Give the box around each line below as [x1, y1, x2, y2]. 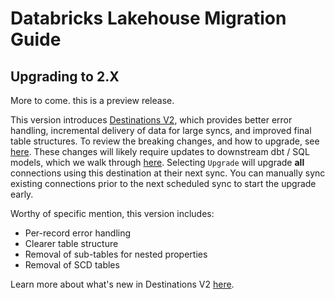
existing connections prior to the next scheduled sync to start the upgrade [10, 178, 317, 189]
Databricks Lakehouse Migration [10, 7, 287, 30]
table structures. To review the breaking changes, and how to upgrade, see [10, 135, 320, 147]
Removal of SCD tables [24, 259, 120, 271]
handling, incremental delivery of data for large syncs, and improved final [10, 125, 312, 136]
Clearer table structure [24, 238, 119, 249]
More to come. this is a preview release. [10, 95, 175, 106]
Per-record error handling [24, 227, 132, 239]
